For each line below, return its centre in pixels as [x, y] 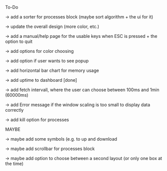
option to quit [19, 41]
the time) [14, 164]
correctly [14, 110]
